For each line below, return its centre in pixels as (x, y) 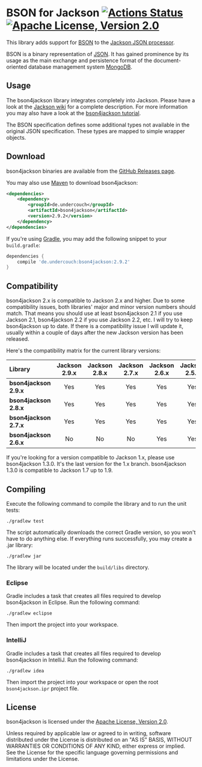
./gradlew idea (25, 671)
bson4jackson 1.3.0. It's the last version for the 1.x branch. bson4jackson (96, 464)
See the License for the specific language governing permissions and (92, 753)
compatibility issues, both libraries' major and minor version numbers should (101, 307)
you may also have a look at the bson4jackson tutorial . (74, 113)
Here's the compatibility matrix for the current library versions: (84, 351)
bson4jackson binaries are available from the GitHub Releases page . (91, 171)
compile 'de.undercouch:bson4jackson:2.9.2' (74, 262)
